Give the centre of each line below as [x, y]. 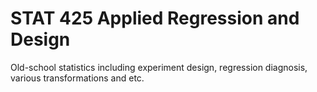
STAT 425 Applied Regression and [155, 18]
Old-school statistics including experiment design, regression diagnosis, [159, 67]
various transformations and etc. [77, 78]
